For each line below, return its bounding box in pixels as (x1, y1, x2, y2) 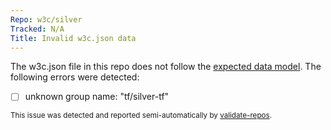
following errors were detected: (10, 71, 140, 83)
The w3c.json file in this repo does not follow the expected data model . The (10, 61, 322, 73)
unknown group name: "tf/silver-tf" (24, 91, 170, 103)
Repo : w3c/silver (10, 14, 83, 25)
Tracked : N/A (10, 24, 65, 34)
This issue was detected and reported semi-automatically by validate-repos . (10, 111, 273, 121)
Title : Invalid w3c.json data (10, 33, 137, 43)
